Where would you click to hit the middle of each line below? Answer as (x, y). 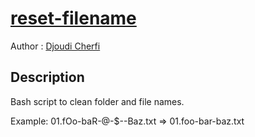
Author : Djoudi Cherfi (55, 46)
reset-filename (73, 18)
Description (47, 77)
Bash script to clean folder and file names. (97, 101)
